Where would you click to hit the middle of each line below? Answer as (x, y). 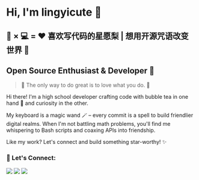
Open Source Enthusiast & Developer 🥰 (81, 71)
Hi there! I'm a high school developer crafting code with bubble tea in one (97, 97)
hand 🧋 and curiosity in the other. (47, 103)
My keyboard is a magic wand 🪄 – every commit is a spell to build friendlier (100, 115)
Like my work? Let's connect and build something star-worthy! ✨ (87, 142)
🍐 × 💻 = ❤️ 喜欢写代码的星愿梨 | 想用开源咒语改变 (97, 36)
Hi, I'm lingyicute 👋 (54, 12)
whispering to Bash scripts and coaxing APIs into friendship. (81, 130)
